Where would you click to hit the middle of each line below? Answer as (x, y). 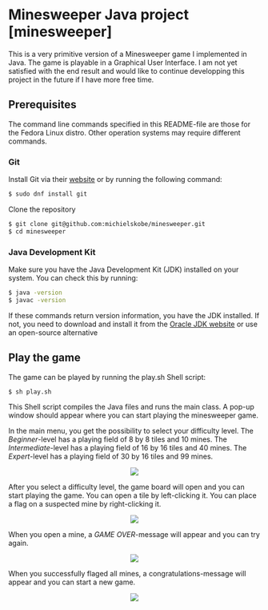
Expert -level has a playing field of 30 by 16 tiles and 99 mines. (111, 456)
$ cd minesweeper (37, 231)
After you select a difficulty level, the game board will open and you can (127, 487)
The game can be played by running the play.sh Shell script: (107, 377)
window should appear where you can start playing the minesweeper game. (133, 415)
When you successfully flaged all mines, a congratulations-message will (127, 574)
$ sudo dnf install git (48, 194)
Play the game (45, 358)
